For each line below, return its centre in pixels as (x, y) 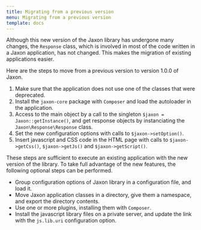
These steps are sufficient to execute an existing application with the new (97, 158)
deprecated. (30, 95)
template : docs (25, 23)
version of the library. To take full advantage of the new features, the (91, 164)
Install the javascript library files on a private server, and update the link (103, 214)
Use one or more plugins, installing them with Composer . (83, 208)
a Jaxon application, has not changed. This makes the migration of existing (99, 53)
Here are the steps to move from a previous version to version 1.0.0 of (92, 71)
